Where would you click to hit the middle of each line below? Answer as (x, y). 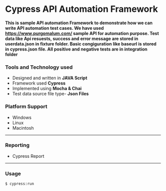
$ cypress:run (20, 184)
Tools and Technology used (39, 67)
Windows (22, 117)
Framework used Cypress (39, 83)
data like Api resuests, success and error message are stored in (72, 39)
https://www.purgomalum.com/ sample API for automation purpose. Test (82, 33)
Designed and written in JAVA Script (50, 78)
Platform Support (26, 106)
